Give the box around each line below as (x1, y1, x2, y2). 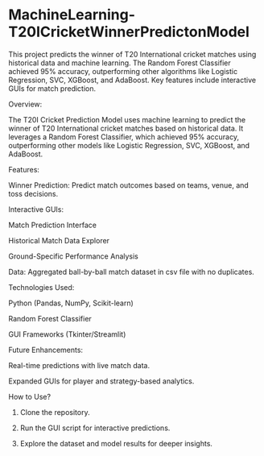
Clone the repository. (19, 407, 90, 417)
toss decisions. (8, 189, 59, 198)
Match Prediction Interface (8, 220, 97, 230)
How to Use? (8, 392, 51, 401)
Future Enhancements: (8, 345, 83, 354)
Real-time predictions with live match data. (8, 360, 151, 370)
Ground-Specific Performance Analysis (8, 251, 139, 261)
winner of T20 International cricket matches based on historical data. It (8, 123, 244, 133)
